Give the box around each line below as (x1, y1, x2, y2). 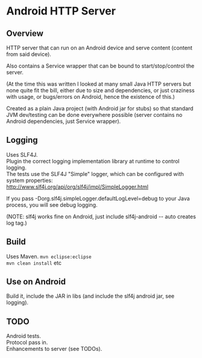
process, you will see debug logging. (6, 201, 98, 209)
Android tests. (6, 333, 41, 340)
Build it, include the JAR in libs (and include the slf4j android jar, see (6, 292, 175, 300)
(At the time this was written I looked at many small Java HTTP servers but (6, 80, 192, 87)
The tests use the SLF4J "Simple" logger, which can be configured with (6, 170, 184, 177)
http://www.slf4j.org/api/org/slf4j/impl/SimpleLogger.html (6, 183, 149, 190)
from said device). (6, 51, 51, 58)
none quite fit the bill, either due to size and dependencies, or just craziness (6, 87, 195, 94)
